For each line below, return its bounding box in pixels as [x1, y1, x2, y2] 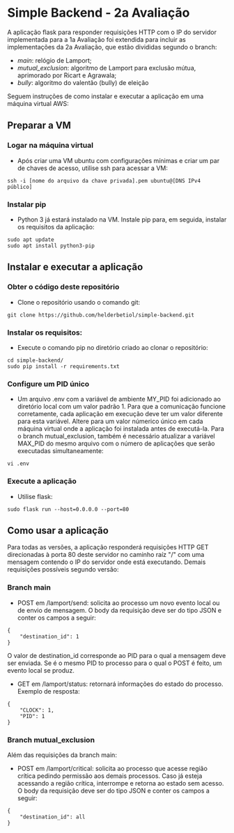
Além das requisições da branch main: [7, 751, 117, 759]
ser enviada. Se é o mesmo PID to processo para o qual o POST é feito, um [7, 659, 222, 667]
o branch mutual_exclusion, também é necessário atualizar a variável [17, 432, 216, 441]
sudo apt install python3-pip [7, 242, 95, 249]
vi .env [7, 460, 30, 468]
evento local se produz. [7, 666, 75, 674]
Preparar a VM [7, 120, 72, 132]
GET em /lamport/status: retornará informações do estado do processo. [17, 680, 224, 688]
